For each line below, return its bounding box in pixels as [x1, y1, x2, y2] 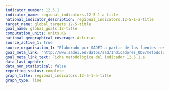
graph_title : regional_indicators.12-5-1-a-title [5, 73, 112, 78]
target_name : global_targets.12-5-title [5, 21, 92, 27]
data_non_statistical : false [5, 64, 66, 69]
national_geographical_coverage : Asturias [5, 36, 96, 41]
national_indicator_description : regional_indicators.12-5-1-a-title [5, 17, 154, 22]
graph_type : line [5, 78, 42, 83]
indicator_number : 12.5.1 [5, 7, 59, 13]
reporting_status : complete [5, 69, 64, 74]
